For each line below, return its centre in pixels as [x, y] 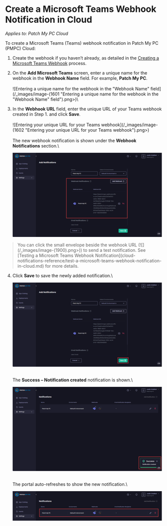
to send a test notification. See [114, 250]
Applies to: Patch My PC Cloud [37, 33]
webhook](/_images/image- [129, 125]
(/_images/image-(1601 [36, 94]
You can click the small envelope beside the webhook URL [77, 245]
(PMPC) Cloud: [20, 48]
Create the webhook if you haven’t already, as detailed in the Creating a [85, 58]
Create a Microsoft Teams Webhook [81, 9]
